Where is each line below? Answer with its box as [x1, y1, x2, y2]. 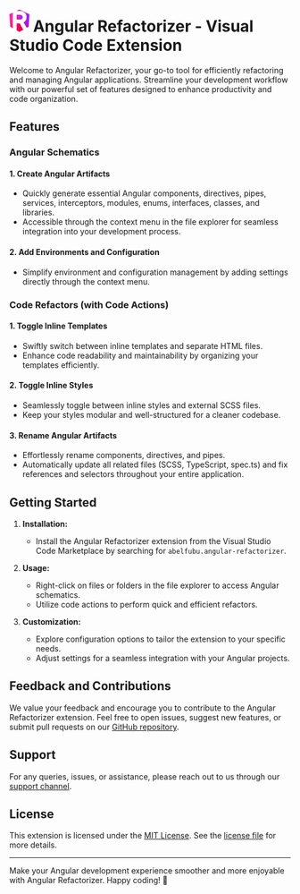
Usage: [21, 563, 50, 573]
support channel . [9, 780, 72, 791]
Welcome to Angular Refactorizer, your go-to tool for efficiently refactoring [9, 64, 284, 75]
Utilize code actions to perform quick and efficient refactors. [35, 600, 258, 609]
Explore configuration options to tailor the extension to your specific [35, 634, 286, 644]
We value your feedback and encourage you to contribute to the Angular [9, 702, 276, 713]
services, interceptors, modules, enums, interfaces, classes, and [21, 198, 261, 209]
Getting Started [9, 495, 97, 510]
